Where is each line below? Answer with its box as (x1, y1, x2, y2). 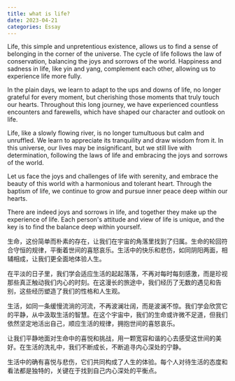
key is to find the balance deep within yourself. (7, 223, 142, 231)
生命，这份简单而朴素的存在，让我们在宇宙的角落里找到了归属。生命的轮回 (7, 237, 222, 245)
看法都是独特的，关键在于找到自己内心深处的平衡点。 (7, 366, 161, 375)
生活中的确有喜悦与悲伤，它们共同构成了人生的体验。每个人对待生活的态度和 (7, 358, 228, 366)
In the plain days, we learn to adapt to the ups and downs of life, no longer (7, 85, 222, 94)
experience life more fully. (7, 72, 83, 80)
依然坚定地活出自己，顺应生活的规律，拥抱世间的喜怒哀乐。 (7, 319, 179, 328)
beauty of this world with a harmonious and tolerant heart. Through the (7, 180, 212, 188)
